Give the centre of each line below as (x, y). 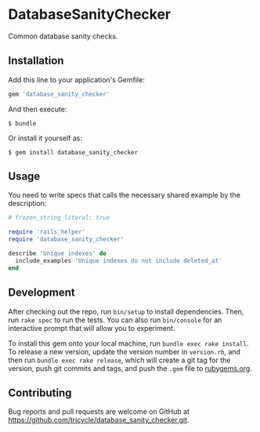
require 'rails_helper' (47, 232)
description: (27, 203)
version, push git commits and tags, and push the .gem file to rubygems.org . (130, 368)
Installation (36, 61)
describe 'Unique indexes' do (58, 254)
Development (42, 293)
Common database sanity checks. (63, 36)
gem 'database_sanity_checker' (59, 94)
